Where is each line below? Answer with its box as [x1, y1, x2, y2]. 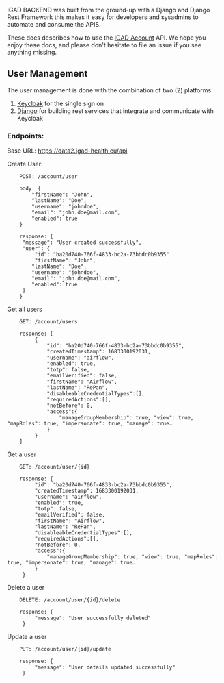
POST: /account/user [19, 173, 78, 180]
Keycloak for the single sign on [16, 99, 104, 108]
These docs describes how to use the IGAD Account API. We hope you [7, 34, 206, 42]
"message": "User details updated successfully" [34, 664, 176, 671]
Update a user [7, 633, 47, 641]
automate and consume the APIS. [7, 21, 101, 28]
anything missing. [7, 48, 57, 56]
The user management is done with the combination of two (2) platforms [7, 86, 212, 95]
